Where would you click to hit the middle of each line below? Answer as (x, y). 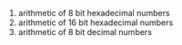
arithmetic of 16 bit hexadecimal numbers (96, 22)
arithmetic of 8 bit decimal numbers (85, 32)
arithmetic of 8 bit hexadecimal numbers (94, 13)
